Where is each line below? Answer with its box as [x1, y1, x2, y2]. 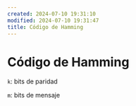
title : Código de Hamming [7, 23, 83, 30]
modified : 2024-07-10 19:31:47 [7, 17, 99, 24]
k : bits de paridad [7, 77, 58, 86]
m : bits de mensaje [7, 91, 61, 100]
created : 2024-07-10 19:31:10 [7, 10, 97, 18]
